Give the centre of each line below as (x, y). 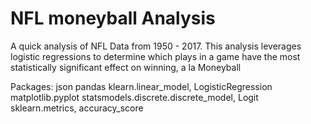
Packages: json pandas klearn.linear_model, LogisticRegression (141, 86)
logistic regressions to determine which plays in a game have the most (155, 56)
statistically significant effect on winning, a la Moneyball (126, 67)
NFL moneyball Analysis (113, 18)
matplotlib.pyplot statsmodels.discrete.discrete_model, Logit (134, 97)
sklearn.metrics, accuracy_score (77, 108)
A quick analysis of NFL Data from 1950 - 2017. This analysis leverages (156, 46)
